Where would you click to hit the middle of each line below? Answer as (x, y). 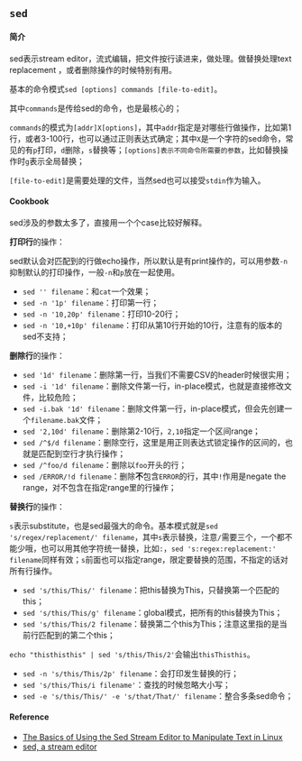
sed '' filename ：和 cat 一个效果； (87, 291)
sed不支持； (45, 336)
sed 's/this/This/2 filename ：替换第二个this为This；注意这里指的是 (151, 623)
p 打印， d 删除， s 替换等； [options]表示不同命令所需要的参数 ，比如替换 (157, 150)
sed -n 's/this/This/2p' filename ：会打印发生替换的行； (130, 673)
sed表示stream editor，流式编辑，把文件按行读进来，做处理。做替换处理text (151, 59)
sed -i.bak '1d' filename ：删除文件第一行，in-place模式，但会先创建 (153, 408)
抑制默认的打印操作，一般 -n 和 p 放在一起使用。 (95, 272)
